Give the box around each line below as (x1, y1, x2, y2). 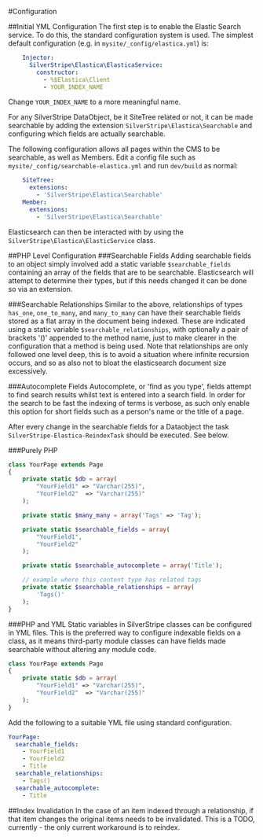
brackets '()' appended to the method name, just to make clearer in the (8, 333, 237, 342)
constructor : (36, 68, 79, 76)
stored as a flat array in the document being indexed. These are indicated (8, 316, 246, 326)
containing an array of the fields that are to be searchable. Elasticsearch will (8, 267, 254, 277)
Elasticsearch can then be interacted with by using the (8, 227, 184, 237)
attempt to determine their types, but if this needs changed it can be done (8, 275, 247, 286)
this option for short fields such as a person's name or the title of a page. (8, 407, 244, 416)
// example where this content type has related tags (22, 576, 202, 584)
